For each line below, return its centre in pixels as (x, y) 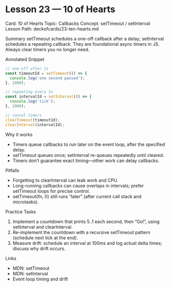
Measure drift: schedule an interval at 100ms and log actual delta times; (87, 243)
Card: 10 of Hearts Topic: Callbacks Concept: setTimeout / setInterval (78, 23)
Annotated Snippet (25, 59)
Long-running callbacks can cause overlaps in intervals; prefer (78, 185)
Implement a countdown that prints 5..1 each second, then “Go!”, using (86, 221)
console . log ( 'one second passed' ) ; (47, 78)
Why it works (19, 134)
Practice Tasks (21, 211)
